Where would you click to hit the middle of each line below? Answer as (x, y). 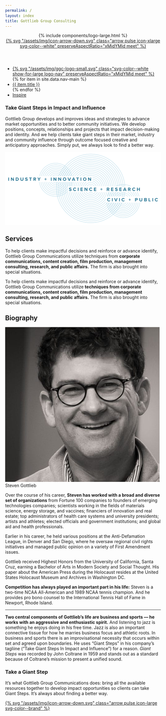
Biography (21, 318)
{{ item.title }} (26, 85)
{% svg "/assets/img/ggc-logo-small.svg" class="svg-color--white (80, 69)
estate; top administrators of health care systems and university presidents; (82, 516)
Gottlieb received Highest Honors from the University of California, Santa (79, 562)
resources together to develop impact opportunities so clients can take (77, 688)
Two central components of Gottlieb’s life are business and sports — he (80, 617)
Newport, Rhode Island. (29, 603)
